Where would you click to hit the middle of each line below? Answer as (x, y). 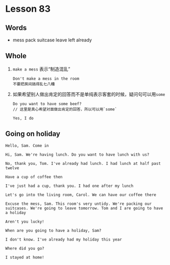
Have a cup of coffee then (34, 177)
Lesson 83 (28, 9)
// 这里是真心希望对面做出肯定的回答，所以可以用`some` (65, 109)
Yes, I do (23, 118)
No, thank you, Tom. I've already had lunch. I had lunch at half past (83, 163)
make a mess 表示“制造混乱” (41, 69)
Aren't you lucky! (25, 222)
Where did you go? (25, 248)
